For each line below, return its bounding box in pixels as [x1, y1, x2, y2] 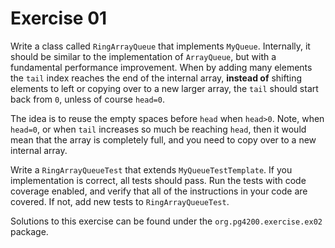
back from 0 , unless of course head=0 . [10, 93, 165, 105]
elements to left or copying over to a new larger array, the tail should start [10, 82, 319, 94]
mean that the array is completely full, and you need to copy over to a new [10, 133, 317, 146]
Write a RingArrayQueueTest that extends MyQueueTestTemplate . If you [10, 163, 293, 176]
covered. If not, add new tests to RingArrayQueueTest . [10, 195, 230, 207]
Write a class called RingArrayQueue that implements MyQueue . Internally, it [10, 40, 311, 52]
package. [10, 225, 49, 237]
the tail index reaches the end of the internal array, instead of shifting [10, 72, 303, 84]
